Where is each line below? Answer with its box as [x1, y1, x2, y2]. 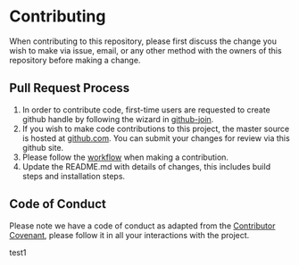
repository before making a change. [9, 54, 141, 65]
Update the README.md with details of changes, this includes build [21, 161, 270, 171]
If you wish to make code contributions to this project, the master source [21, 123, 290, 134]
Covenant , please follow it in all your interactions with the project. [9, 229, 250, 240]
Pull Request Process [9, 80, 130, 95]
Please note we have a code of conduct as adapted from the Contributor [9, 220, 276, 231]
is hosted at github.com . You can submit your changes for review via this [21, 132, 290, 144]
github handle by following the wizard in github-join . [21, 113, 214, 124]
